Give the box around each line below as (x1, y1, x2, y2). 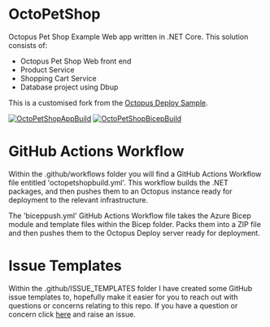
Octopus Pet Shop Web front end (20, 56, 132, 66)
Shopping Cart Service (20, 73, 97, 83)
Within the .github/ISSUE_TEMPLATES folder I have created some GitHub (8, 283, 253, 293)
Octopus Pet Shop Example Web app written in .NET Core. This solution (8, 32, 249, 41)
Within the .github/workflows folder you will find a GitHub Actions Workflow (8, 168, 262, 179)
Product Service (20, 64, 75, 74)
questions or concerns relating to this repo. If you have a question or (8, 300, 238, 310)
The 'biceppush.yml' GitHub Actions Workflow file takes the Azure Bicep (8, 211, 251, 220)
